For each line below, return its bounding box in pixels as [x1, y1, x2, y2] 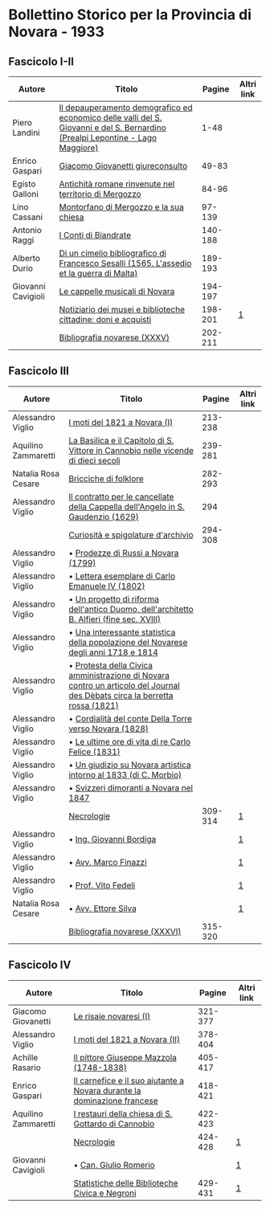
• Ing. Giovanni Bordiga [67, 833, 157, 844]
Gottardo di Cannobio [73, 1118, 155, 1129]
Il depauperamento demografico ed [59, 102, 193, 113]
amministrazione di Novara [67, 669, 170, 680]
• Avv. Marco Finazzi [67, 856, 147, 868]
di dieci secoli [67, 455, 121, 466]
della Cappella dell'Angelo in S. [67, 500, 185, 512]
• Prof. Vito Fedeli [67, 880, 136, 891]
